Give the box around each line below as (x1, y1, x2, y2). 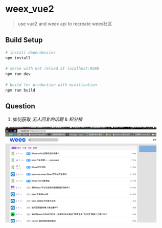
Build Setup (5, 36, 43, 44)
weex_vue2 (5, 3, 55, 15)
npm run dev (5, 72, 31, 77)
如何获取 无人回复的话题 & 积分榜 (12, 116, 83, 122)
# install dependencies (5, 50, 56, 55)
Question (5, 102, 35, 110)
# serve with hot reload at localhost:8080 (5, 66, 100, 72)
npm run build (5, 87, 36, 93)
